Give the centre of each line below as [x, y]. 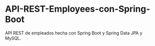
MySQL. [13, 38]
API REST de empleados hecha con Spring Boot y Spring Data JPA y [74, 33]
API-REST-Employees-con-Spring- [78, 9]
